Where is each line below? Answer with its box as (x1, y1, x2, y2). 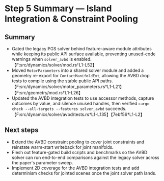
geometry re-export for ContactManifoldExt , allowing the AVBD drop (11, 73, 150, 78)
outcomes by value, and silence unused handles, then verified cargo (11, 101, 150, 106)
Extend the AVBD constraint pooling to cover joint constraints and (11, 139, 144, 145)
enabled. (74, 56, 92, 62)
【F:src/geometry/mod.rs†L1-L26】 (11, 90, 83, 95)
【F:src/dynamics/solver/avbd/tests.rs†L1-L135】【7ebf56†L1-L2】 (11, 112, 145, 117)
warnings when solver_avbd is (11, 56, 73, 62)
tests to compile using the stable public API (11, 78, 99, 84)
